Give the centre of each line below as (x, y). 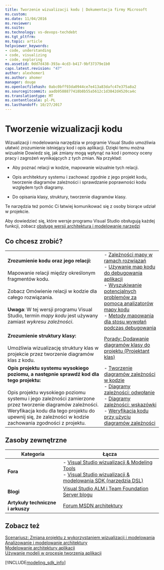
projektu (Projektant (127, 351)
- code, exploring (24, 60)
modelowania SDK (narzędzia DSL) (103, 480)
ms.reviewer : (18, 23)
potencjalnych (120, 291)
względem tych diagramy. (38, 187)
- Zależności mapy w (128, 254)
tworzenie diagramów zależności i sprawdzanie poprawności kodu (79, 182)
